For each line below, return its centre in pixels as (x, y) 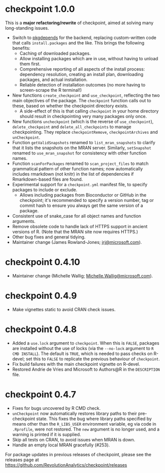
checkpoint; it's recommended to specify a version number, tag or (87, 200)
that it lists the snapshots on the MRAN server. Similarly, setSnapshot (82, 148)
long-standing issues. (27, 28)
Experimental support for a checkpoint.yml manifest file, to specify (80, 184)
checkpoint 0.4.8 (41, 329)
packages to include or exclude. (45, 190)
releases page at (22, 460)
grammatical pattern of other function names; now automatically (77, 168)
